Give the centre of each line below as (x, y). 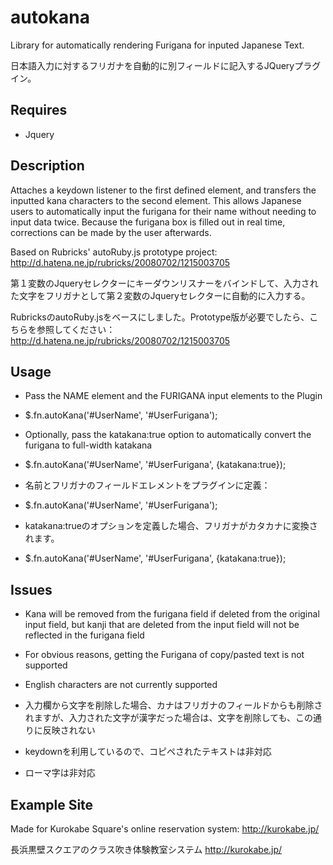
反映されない (69, 730)
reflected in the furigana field (84, 635)
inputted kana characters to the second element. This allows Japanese (156, 200)
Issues (31, 589)
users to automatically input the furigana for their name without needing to (163, 211)
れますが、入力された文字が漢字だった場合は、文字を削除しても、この (168, 718)
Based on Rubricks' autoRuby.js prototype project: (114, 252)
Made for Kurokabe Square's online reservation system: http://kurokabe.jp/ (165, 829)
